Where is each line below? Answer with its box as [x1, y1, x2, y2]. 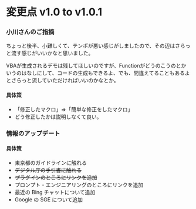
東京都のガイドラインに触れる [14, 159, 87, 166]
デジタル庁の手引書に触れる [14, 166, 82, 174]
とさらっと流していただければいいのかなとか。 [6, 77, 119, 84]
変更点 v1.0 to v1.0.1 [6, 5, 103, 19]
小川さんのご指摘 [6, 28, 55, 36]
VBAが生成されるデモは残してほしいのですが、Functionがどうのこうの [6, 62, 176, 69]
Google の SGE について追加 [14, 195, 83, 203]
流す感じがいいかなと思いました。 [11, 49, 94, 57]
